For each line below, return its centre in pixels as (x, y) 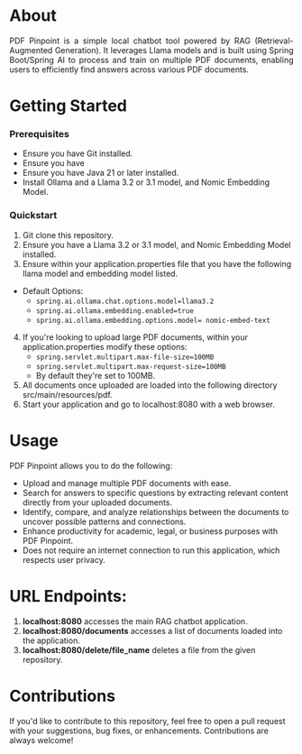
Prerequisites (39, 134)
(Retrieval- (274, 41)
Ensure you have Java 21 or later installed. (101, 173)
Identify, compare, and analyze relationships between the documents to (156, 511)
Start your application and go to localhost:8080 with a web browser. (148, 404)
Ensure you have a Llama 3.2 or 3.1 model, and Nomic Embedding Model (156, 244)
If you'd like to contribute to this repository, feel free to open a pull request (147, 721)
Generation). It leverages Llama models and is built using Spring (174, 50)
